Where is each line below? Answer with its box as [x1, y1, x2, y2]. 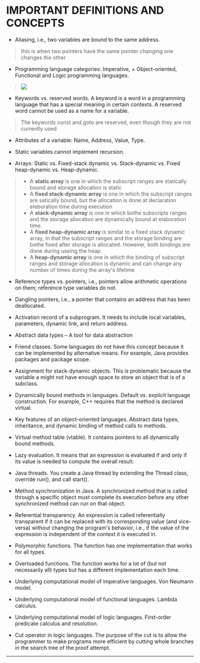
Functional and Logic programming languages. [14, 72, 129, 79]
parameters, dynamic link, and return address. [14, 320, 129, 327]
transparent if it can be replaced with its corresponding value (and [14, 518, 177, 525]
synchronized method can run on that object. [14, 500, 126, 507]
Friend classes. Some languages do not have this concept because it [14, 343, 184, 350]
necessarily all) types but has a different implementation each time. [14, 566, 180, 573]
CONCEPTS [6, 16, 65, 30]
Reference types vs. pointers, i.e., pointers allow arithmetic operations [14, 278, 187, 285]
